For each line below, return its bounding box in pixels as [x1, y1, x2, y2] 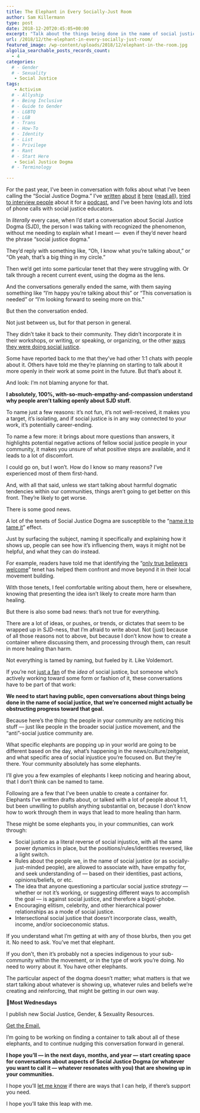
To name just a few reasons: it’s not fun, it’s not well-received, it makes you [6, 409, 190, 416]
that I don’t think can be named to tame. [6, 778, 104, 785]
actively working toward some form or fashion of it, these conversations [6, 675, 183, 682]
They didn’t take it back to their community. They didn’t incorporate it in [6, 331, 182, 338]
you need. [6, 1088, 31, 1096]
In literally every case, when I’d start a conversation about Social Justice [6, 216, 183, 224]
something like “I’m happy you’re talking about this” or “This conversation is [6, 289, 192, 296]
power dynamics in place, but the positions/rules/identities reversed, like [14, 845, 193, 852]
